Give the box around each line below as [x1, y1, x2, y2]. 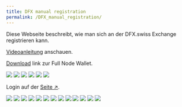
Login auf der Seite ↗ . [6, 83, 60, 90]
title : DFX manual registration [6, 8, 86, 15]
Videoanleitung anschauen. [6, 48, 73, 55]
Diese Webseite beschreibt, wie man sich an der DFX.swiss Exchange [6, 30, 177, 37]
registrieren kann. [6, 37, 49, 44]
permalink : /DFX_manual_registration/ [6, 14, 102, 20]
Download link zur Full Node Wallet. [6, 60, 93, 67]
